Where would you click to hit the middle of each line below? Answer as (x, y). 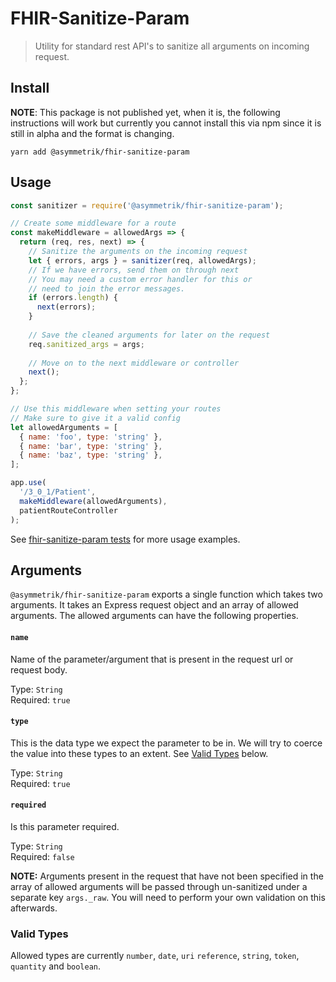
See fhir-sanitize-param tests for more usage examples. (125, 539)
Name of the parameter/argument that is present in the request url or (152, 659)
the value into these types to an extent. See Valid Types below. (139, 753)
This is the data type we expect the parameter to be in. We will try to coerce (166, 743)
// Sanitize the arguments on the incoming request (138, 252)
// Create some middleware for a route (93, 223)
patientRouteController (68, 510)
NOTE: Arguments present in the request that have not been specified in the (167, 876)
